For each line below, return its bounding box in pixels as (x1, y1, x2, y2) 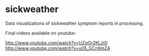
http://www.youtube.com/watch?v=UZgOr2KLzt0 (5, 39, 108, 46)
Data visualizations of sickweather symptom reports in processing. (5, 20, 144, 26)
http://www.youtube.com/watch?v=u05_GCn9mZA (5, 45, 111, 51)
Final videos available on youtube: (5, 30, 76, 36)
